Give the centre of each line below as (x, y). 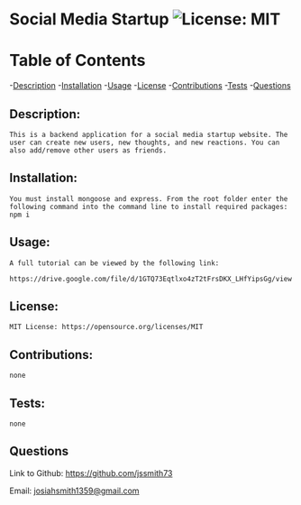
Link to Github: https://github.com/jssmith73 (91, 473)
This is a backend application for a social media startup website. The (149, 134)
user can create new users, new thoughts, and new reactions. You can (145, 142)
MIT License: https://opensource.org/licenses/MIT (106, 327)
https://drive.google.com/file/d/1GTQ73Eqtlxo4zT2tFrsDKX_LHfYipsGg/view (151, 279)
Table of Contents (78, 61)
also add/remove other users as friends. (88, 150)
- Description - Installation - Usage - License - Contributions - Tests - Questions (150, 86)
